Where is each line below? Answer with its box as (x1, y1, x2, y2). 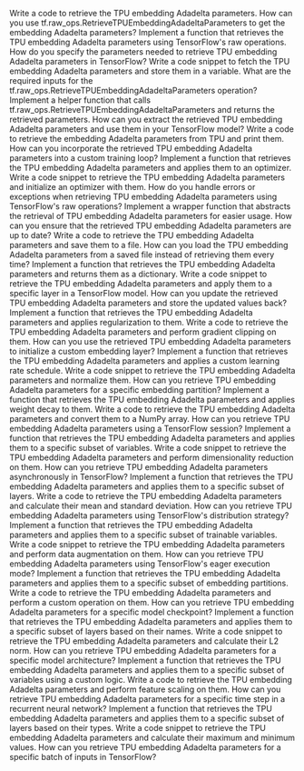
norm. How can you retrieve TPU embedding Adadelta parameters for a (9, 646, 277, 656)
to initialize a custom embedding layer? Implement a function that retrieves (9, 345, 289, 356)
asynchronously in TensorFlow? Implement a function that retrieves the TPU (9, 472, 293, 482)
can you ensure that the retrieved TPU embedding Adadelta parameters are (9, 220, 292, 231)
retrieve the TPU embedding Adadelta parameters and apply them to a (9, 278, 272, 289)
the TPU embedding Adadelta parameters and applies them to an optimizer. (9, 163, 292, 173)
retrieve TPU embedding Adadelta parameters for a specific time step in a (9, 694, 286, 704)
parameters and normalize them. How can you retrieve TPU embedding (9, 375, 277, 385)
